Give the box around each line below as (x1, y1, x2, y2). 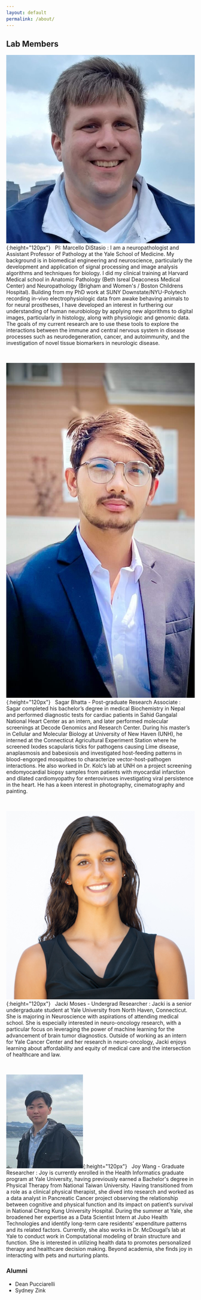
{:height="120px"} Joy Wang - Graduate (83, 1163, 185, 1170)
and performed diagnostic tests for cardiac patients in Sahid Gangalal (6, 712, 178, 719)
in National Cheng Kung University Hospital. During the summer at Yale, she (6, 1207, 193, 1214)
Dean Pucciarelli (14, 1280, 56, 1287)
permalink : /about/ (6, 16, 55, 22)
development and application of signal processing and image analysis (6, 263, 178, 270)
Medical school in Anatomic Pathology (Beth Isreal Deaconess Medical (6, 276, 181, 283)
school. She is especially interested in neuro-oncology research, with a (6, 1020, 181, 1027)
